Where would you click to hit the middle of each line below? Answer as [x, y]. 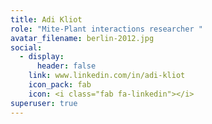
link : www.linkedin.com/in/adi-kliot [107, 76]
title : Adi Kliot [46, 19]
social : [26, 47]
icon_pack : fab [60, 85]
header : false [66, 66]
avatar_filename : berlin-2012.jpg [82, 38]
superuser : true [44, 103]
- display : [42, 57]
